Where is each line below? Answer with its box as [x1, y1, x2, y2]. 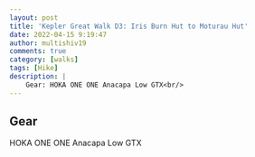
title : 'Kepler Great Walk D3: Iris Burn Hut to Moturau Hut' [9, 22, 249, 31]
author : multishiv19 [9, 38, 88, 48]
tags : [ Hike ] [9, 64, 59, 73]
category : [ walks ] [9, 55, 79, 64]
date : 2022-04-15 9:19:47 [9, 30, 107, 39]
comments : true [9, 47, 67, 56]
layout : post [9, 13, 59, 23]
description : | [9, 72, 67, 81]
